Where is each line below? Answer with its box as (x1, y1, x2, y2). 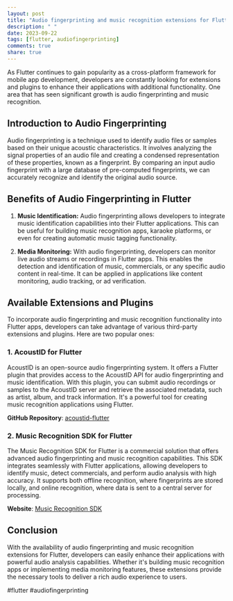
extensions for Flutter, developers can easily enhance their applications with (7, 550, 225, 559)
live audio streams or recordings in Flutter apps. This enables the (17, 254, 203, 263)
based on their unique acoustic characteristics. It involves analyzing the (7, 143, 212, 151)
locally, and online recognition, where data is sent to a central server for (7, 484, 213, 492)
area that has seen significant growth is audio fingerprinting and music (7, 90, 209, 98)
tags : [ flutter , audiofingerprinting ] (7, 36, 119, 43)
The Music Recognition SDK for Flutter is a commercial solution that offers (7, 446, 219, 455)
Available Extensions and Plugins (7, 297, 154, 308)
